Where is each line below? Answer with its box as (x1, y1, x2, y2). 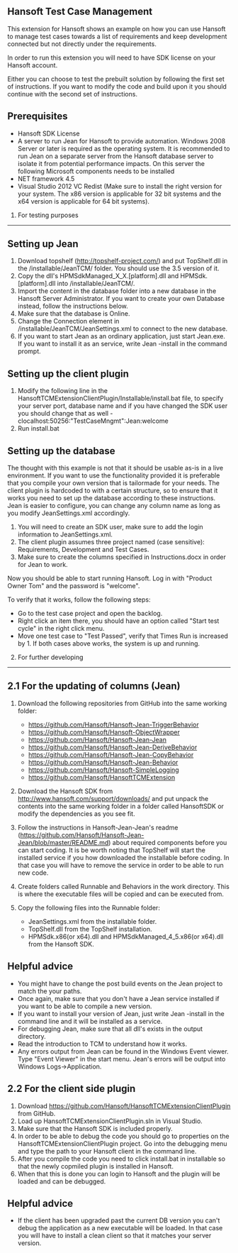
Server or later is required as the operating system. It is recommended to (17, 144, 230, 153)
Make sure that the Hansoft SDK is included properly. (17, 1124, 174, 1132)
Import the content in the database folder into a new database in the (17, 287, 217, 295)
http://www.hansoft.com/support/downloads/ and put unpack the (17, 794, 209, 802)
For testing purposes (17, 211, 79, 219)
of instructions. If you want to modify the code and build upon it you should (7, 82, 227, 91)
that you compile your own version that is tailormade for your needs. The (7, 479, 220, 487)
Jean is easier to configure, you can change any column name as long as (7, 502, 221, 510)
